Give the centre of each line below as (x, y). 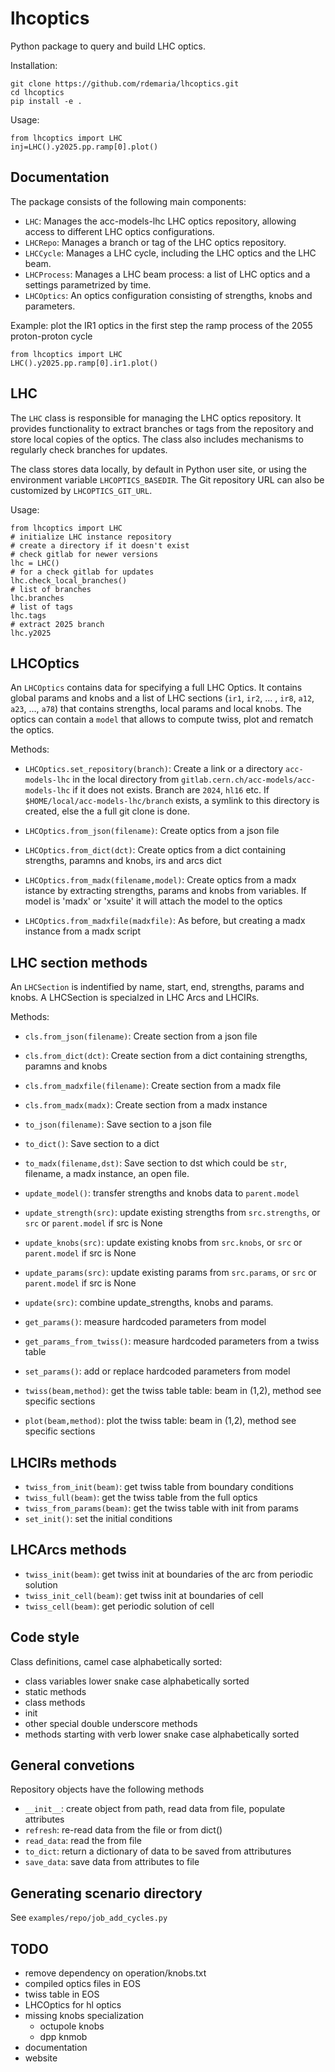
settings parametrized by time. (88, 284)
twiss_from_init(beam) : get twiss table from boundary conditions (159, 1486)
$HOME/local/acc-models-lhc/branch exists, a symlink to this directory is (172, 801)
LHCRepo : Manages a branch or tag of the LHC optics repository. (155, 242)
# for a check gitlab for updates (82, 572)
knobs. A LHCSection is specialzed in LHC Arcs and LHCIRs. (135, 998)
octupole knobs (72, 2026)
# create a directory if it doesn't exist (100, 545)
